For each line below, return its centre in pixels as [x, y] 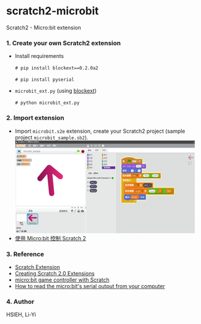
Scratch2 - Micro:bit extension [44, 27]
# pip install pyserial [45, 80]
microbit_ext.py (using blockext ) [56, 91]
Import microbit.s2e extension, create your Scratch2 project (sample [100, 131]
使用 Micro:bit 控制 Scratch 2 [50, 238]
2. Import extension [35, 118]
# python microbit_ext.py [47, 103]
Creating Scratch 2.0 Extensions [54, 273]
